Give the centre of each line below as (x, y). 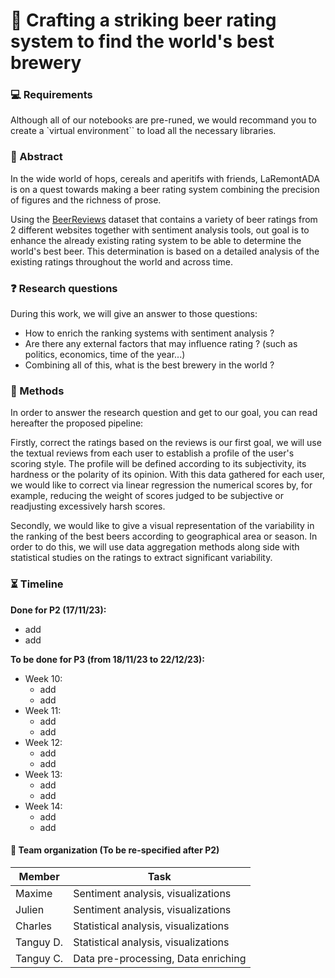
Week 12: (43, 742)
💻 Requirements (51, 95)
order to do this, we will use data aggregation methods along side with (155, 547)
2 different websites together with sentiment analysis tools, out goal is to (160, 230)
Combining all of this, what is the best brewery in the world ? (149, 365)
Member (39, 876)
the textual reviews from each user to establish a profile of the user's (152, 453)
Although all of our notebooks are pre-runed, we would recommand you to (163, 120)
